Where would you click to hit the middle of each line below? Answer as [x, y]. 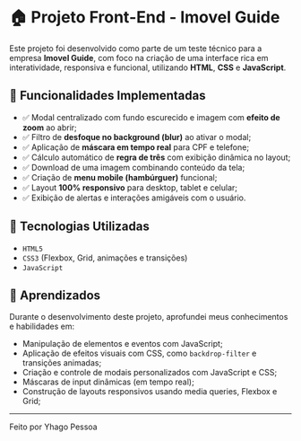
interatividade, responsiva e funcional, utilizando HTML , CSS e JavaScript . [148, 67]
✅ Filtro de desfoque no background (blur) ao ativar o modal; [137, 137]
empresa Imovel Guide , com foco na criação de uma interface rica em [139, 57]
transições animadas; [62, 363]
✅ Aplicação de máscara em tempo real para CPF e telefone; [135, 147]
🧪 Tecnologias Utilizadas [79, 227]
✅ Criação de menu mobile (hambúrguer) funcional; [120, 177]
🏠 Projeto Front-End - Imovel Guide [145, 18]
